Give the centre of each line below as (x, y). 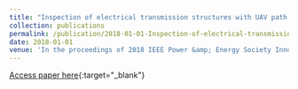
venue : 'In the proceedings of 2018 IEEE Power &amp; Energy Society (141, 50)
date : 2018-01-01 (41, 42)
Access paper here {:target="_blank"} (77, 75)
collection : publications (57, 26)
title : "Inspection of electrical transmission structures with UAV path (149, 17)
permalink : (29, 33)
